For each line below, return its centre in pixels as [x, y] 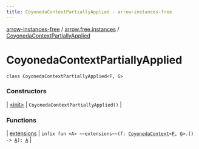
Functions [21, 120]
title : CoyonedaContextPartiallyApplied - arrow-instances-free [89, 12]
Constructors [26, 91]
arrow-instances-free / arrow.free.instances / [63, 29]
